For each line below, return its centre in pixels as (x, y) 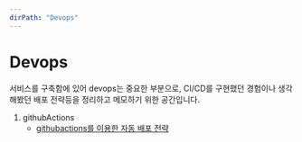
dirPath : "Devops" (44, 18)
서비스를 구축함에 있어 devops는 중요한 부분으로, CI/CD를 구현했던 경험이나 (143, 88)
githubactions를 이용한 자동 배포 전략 (102, 128)
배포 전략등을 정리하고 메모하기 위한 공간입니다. (117, 99)
